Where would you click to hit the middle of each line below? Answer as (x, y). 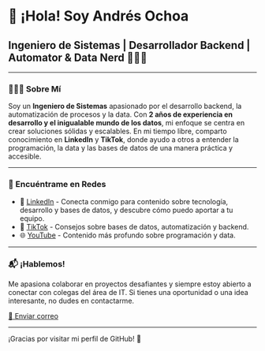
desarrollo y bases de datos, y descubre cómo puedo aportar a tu (126, 210)
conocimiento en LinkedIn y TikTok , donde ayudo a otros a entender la (123, 140)
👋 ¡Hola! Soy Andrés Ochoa (99, 16)
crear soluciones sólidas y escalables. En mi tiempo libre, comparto (118, 131)
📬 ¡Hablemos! (37, 263)
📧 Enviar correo (34, 316)
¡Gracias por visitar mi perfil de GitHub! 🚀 (75, 338)
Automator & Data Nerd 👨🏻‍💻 (78, 57)
